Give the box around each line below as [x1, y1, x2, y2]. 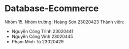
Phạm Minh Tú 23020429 [11, 38, 64, 44]
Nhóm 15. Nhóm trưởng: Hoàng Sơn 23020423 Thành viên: [4, 19, 124, 25]
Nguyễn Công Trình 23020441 [11, 28, 74, 34]
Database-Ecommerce [4, 3, 99, 14]
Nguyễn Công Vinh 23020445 [11, 33, 73, 39]
